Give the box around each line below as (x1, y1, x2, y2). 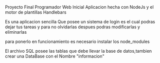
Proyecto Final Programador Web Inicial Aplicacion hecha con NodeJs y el (5, 4, 154, 10)
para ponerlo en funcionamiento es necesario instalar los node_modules (5, 39, 150, 44)
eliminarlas (5, 29, 27, 35)
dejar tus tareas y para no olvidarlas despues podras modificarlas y (5, 24, 140, 30)
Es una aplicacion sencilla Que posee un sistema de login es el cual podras (5, 19, 156, 24)
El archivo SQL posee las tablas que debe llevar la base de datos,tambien (5, 48, 152, 54)
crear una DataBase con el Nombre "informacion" (5, 53, 105, 59)
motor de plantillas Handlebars (5, 9, 67, 15)
